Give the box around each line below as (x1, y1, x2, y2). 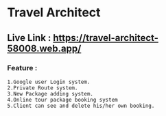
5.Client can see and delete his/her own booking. (7, 102, 155, 109)
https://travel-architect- (53, 32, 159, 44)
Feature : (7, 63, 38, 72)
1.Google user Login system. (7, 78, 91, 85)
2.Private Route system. (7, 84, 78, 91)
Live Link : (7, 32, 51, 44)
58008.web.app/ (7, 42, 82, 54)
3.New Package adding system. (7, 90, 94, 97)
